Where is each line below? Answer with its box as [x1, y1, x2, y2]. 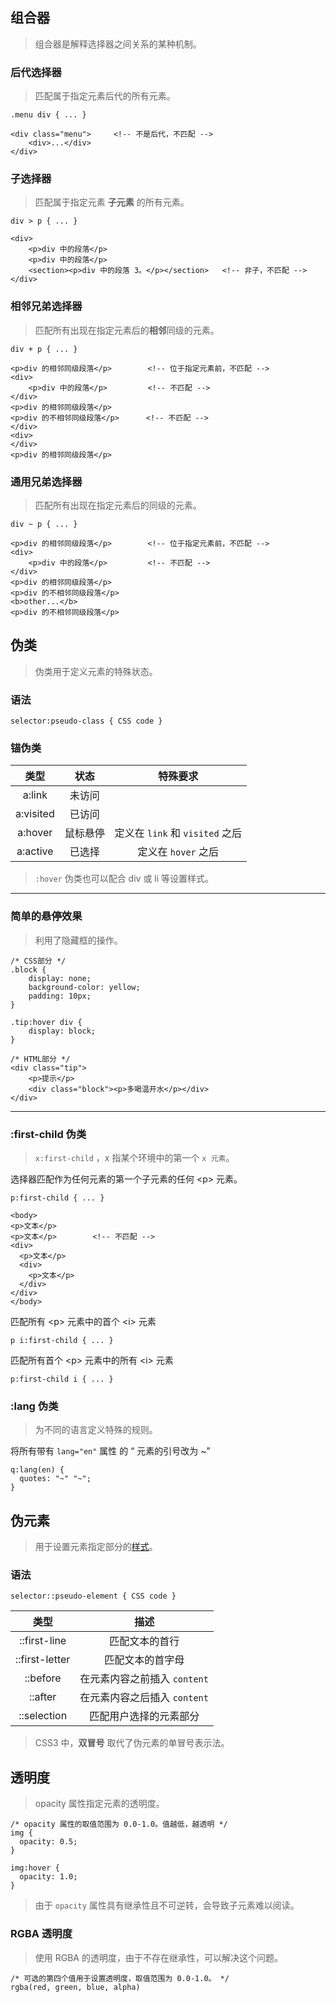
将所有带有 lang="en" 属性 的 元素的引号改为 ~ [10, 1445, 207, 1457]
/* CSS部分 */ [10, 956, 67, 966]
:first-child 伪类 [10, 1127, 87, 1141]
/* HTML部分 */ [10, 1054, 71, 1064]
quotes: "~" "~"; [19, 1474, 92, 1484]
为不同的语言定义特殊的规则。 [34, 1424, 158, 1436]
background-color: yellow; [28, 982, 141, 992]
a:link [22, 788, 48, 802]
